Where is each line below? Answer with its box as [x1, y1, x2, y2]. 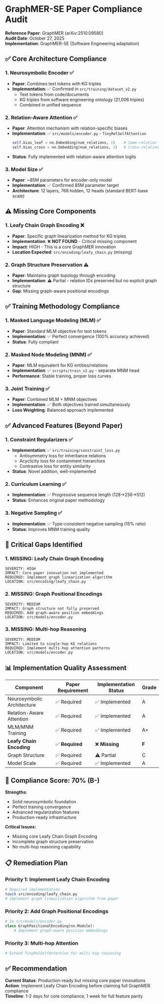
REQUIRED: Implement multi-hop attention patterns [5, 645, 110, 651]
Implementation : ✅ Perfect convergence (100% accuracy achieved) [12, 333, 150, 339]
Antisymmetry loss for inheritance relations [19, 452, 106, 458]
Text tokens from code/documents [19, 91, 89, 97]
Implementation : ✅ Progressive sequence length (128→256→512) [12, 492, 145, 498]
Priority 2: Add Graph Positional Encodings [5, 908, 109, 915]
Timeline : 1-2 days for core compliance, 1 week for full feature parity [5, 993, 143, 999]
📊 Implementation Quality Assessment [5, 664, 127, 672]
